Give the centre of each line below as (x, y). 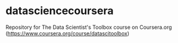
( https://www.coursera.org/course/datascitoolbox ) (68, 33)
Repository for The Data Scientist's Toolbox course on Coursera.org (89, 27)
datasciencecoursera (60, 11)
